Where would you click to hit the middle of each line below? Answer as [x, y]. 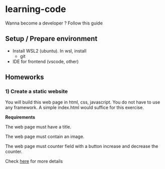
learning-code [36, 9]
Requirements [20, 117]
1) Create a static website [37, 91]
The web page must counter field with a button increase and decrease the [82, 146]
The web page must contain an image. [45, 136]
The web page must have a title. [38, 127]
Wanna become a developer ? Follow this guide [54, 23]
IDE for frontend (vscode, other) [45, 61]
